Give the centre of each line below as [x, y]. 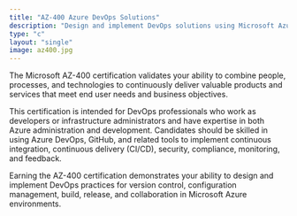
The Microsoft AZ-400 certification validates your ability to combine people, [148, 75]
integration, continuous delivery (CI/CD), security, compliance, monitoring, [145, 149]
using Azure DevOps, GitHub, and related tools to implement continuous [140, 140]
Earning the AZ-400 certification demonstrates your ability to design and [141, 176]
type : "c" [27, 34]
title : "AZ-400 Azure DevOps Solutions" [85, 17]
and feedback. [35, 158]
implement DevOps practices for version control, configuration [123, 185]
